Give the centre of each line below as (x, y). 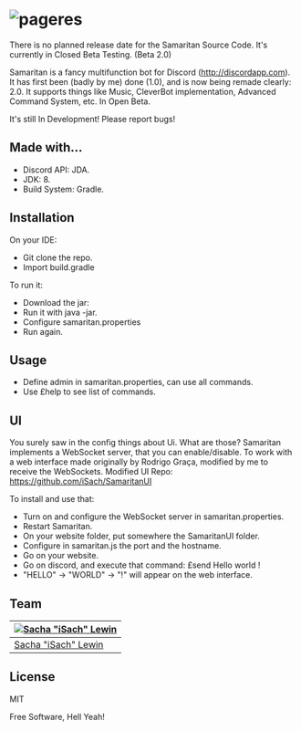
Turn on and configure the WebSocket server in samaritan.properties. (153, 517)
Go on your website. (61, 556)
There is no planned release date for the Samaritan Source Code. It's (139, 45)
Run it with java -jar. (60, 312)
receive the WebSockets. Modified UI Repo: (91, 472)
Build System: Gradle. (63, 189)
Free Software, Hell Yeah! (57, 716)
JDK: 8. (36, 179)
